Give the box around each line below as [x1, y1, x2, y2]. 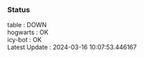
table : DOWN [7, 21, 47, 29]
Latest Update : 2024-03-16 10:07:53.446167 [7, 43, 137, 52]
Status [7, 5, 30, 15]
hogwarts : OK [7, 28, 49, 36]
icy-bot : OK [7, 36, 42, 44]
